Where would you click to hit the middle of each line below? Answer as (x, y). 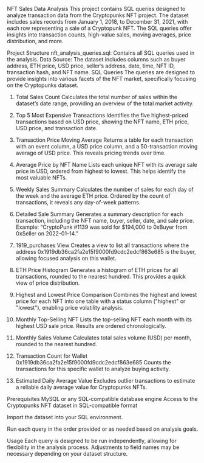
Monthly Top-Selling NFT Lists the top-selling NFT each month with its (104, 319)
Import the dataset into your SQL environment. (65, 417)
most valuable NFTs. (41, 178)
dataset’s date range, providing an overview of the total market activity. (104, 103)
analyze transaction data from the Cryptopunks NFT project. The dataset (98, 15)
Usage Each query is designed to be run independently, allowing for (92, 441)
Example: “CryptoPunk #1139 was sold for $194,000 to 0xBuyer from (101, 227)
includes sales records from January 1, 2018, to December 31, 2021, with (97, 22)
